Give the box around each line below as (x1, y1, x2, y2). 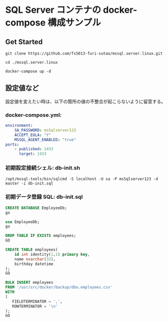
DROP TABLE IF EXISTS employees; (5, 233, 76, 238)
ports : (5, 142, 19, 147)
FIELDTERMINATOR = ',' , (12, 299, 63, 304)
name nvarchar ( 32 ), (14, 256, 56, 262)
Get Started (5, 37, 43, 46)
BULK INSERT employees (5, 280, 53, 285)
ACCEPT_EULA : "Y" (14, 132, 51, 138)
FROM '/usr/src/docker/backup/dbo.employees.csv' (5, 285, 113, 290)
